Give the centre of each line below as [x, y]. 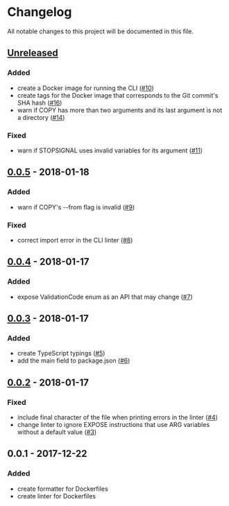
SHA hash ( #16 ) [40, 103]
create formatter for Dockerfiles [63, 489]
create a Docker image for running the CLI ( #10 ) [85, 88]
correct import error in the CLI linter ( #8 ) [75, 240]
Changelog [40, 12]
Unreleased [33, 53]
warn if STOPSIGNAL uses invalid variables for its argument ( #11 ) [110, 150]
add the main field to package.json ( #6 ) [74, 360]
